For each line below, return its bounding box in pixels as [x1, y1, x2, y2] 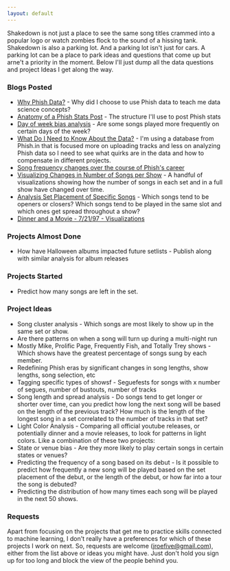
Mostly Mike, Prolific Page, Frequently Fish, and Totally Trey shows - [16, 341, 211, 350]
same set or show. [16, 327, 69, 335]
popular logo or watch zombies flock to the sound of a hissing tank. [7, 36, 198, 45]
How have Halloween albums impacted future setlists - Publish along [16, 247, 211, 256]
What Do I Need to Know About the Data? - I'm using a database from [16, 134, 214, 143]
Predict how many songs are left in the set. [16, 287, 139, 295]
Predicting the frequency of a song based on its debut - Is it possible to [16, 458, 219, 466]
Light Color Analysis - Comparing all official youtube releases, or [16, 422, 200, 430]
